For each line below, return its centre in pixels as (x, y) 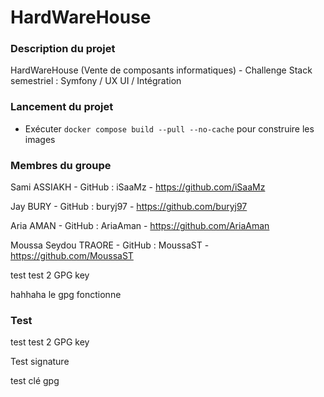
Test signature (40, 362)
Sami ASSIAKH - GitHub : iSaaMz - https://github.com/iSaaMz (138, 187)
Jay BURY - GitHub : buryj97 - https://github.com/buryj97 (129, 207)
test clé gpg (35, 381)
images (40, 139)
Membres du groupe (61, 165)
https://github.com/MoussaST (72, 256)
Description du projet (63, 49)
